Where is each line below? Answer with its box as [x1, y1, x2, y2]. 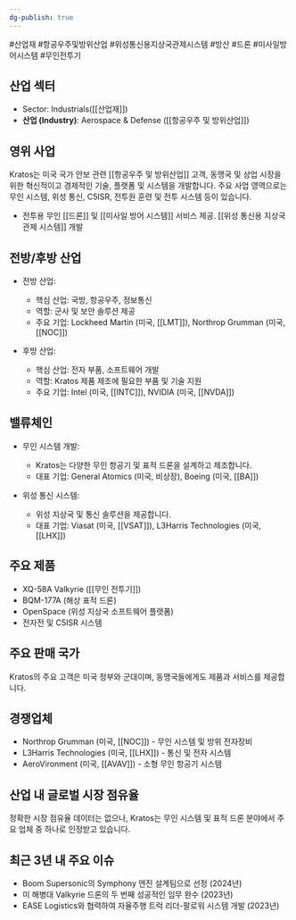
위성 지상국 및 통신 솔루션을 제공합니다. [35, 508, 172, 519]
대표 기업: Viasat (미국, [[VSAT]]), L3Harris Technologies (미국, [35, 520, 261, 531]
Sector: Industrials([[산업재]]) [21, 104, 128, 114]
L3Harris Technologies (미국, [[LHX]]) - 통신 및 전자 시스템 [21, 748, 232, 758]
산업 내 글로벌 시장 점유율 [9, 787, 140, 802]
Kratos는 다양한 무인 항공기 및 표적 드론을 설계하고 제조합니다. [35, 459, 252, 470]
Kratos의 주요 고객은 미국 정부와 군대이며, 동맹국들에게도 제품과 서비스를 [9, 671, 261, 682]
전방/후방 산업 [9, 250, 82, 265]
